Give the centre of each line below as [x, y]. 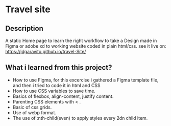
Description [24, 28]
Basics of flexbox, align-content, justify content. [63, 96]
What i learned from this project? [59, 68]
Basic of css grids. [32, 107]
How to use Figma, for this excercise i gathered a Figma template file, [86, 80]
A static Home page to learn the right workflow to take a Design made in [81, 40]
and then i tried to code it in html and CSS [56, 85]
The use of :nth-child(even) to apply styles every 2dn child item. [80, 118]
